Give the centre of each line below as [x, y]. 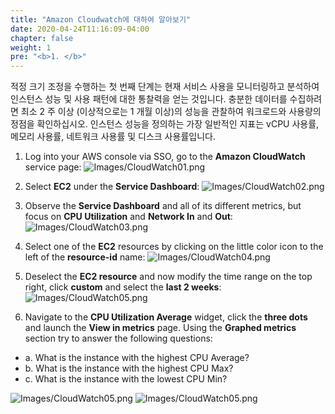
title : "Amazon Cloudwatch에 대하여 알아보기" [100, 19]
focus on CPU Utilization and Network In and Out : [128, 217]
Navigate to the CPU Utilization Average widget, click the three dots [166, 317]
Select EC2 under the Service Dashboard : [112, 187]
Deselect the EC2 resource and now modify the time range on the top [168, 277]
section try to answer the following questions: [118, 338]
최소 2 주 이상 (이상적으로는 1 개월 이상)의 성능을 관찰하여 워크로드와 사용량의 [171, 112]
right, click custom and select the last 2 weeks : [123, 287]
